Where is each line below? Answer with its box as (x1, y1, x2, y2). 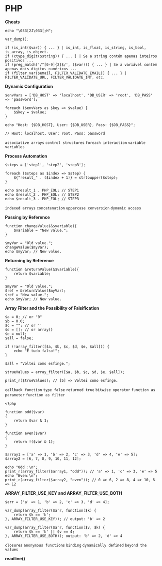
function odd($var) (5, 409, 45, 414)
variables (5, 144, 25, 149)
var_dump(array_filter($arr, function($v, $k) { (5, 525, 105, 530)
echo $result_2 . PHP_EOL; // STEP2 (5, 192, 79, 197)
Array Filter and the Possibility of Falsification (5, 305, 99, 311)
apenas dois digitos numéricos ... (5, 66, 77, 71)
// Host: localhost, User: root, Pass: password (5, 131, 105, 136)
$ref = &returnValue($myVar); (5, 288, 66, 293)
